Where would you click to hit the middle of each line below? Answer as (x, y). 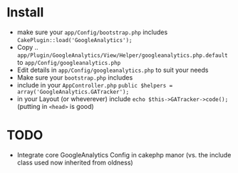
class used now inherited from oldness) (75, 162)
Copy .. (27, 47)
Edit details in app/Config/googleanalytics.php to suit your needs (113, 70)
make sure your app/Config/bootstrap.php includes (92, 32)
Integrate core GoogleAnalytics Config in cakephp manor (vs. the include (124, 154)
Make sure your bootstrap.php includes (75, 77)
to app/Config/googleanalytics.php (69, 62)
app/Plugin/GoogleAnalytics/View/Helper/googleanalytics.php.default (123, 55)
